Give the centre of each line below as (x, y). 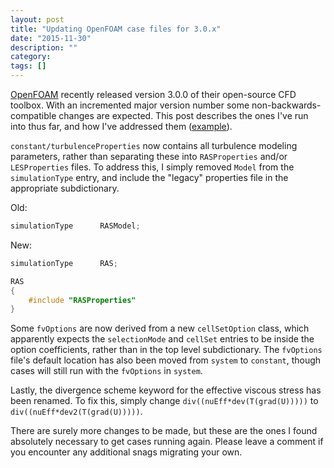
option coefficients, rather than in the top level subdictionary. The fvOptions (166, 350)
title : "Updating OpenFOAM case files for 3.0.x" (116, 29)
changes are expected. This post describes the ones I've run (183, 115)
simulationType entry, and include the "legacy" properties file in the (149, 177)
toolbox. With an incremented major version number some (130, 105)
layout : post (37, 19)
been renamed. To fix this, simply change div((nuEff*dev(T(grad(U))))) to (164, 401)
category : (31, 57)
